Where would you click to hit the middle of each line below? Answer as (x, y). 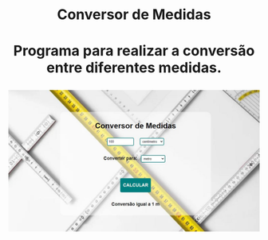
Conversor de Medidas (134, 15)
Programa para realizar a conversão (134, 51)
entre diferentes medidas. (134, 68)
